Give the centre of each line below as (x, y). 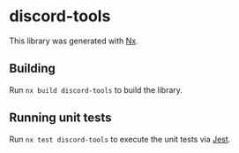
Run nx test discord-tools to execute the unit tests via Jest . (120, 139)
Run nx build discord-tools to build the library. (96, 89)
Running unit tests (60, 118)
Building (32, 69)
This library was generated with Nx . (74, 41)
